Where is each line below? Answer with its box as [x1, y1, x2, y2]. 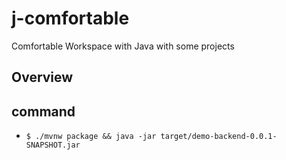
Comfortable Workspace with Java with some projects [11, 40, 235, 52]
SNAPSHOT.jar [25, 140, 81, 151]
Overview [11, 69, 74, 86]
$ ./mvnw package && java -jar [25, 132, 157, 142]
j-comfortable [11, 7, 130, 30]
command [11, 103, 76, 120]
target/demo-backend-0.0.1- [160, 132, 278, 142]
